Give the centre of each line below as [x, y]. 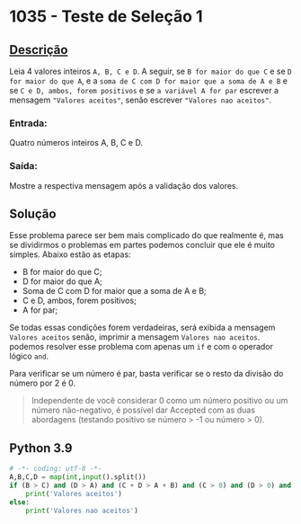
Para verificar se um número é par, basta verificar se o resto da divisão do [146, 374]
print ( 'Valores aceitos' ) [74, 493]
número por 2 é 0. [43, 383]
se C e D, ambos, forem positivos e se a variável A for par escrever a [144, 90]
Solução [33, 213]
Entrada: [28, 123]
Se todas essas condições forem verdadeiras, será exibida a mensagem [142, 328]
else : [19, 502]
